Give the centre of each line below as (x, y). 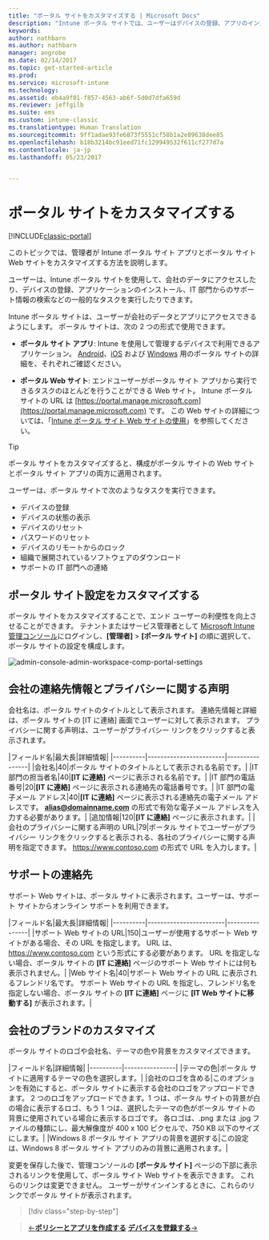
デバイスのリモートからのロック (72, 548)
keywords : (25, 30)
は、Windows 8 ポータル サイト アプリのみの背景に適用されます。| (118, 1148)
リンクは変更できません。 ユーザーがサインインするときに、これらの (135, 1186)
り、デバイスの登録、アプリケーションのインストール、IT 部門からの (121, 290)
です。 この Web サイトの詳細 (197, 411)
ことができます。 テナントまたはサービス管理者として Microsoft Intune (138, 626)
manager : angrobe (37, 53)
